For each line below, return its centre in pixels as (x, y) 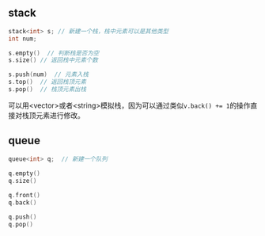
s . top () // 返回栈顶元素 (47, 82)
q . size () (23, 181)
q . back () (23, 203)
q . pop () (21, 224)
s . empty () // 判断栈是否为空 (54, 53)
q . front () (25, 196)
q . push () (23, 217)
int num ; (23, 39)
